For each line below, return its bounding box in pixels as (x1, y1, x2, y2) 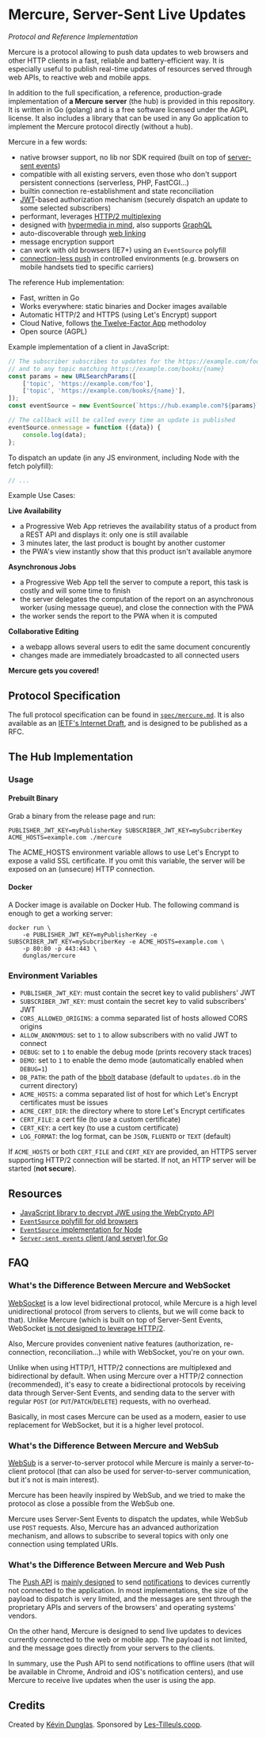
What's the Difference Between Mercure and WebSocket (8, 1280, 231, 1291)
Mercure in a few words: (8, 137, 88, 146)
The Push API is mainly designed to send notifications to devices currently (8, 1577, 251, 1587)
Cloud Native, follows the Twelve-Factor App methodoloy (19, 318, 207, 327)
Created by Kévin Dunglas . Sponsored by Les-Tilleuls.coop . (8, 1720, 203, 1729)
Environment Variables (8, 970, 98, 981)
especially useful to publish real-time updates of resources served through (8, 64, 253, 73)
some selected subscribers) (19, 203, 112, 212)
